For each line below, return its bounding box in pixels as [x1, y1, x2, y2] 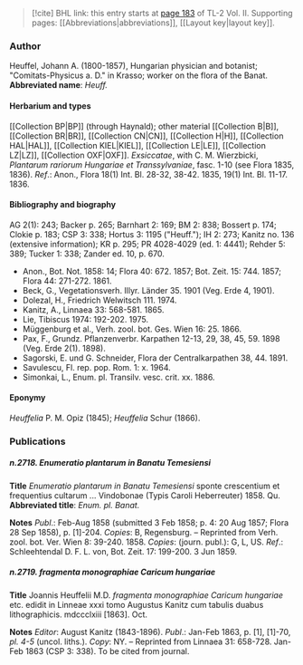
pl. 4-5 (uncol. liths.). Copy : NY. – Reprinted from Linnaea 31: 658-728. [9, 636, 272, 647]
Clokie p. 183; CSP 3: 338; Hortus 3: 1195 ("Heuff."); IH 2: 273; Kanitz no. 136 [9, 228, 295, 239]
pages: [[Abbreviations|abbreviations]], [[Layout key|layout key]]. [31, 17, 276, 28]
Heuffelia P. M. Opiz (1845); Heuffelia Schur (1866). [9, 412, 201, 423]
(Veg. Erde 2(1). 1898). [22, 342, 106, 353]
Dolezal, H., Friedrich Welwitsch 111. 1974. [22, 294, 177, 305]
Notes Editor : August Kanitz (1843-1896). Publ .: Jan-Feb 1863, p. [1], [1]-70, [9, 626, 291, 637]
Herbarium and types [9, 100, 92, 111]
